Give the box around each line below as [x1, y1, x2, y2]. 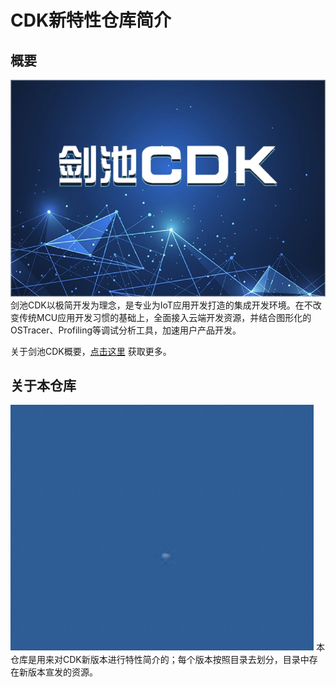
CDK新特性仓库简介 [10, 9, 172, 32]
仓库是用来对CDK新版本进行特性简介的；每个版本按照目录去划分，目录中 [10, 654, 310, 666]
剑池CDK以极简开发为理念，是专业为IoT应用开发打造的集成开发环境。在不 [10, 299, 313, 311]
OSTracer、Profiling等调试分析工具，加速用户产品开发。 [10, 324, 242, 336]
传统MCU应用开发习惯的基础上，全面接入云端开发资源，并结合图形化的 [18, 311, 312, 323]
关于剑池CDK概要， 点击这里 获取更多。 [10, 345, 172, 357]
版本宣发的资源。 [27, 666, 98, 678]
